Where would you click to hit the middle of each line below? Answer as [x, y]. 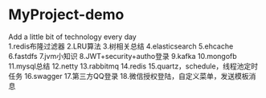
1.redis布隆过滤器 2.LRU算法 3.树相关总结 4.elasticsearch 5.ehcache [121, 46]
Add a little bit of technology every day [72, 37]
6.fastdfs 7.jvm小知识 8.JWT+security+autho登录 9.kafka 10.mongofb [123, 56]
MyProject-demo [66, 15]
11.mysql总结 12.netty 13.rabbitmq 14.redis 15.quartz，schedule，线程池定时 [133, 66]
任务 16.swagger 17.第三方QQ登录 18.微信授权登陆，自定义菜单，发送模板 [129, 76]
